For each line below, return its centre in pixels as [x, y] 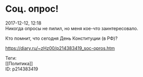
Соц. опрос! [32, 9]
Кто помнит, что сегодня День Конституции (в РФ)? [62, 38]
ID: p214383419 [22, 69]
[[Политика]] [19, 63]
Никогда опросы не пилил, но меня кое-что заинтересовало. [72, 28]
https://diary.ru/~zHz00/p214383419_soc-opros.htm [60, 48]
